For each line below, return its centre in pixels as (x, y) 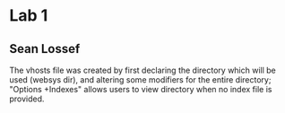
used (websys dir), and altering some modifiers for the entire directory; (140, 80)
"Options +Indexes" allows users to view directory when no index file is (141, 89)
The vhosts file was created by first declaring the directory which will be (142, 70)
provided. (27, 99)
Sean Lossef (45, 49)
